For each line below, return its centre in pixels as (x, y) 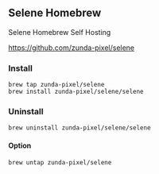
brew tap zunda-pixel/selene (56, 85)
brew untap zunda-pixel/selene (60, 162)
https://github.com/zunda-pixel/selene (72, 48)
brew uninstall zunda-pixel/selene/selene (79, 128)
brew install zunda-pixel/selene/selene (76, 92)
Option (20, 145)
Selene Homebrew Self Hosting (60, 32)
